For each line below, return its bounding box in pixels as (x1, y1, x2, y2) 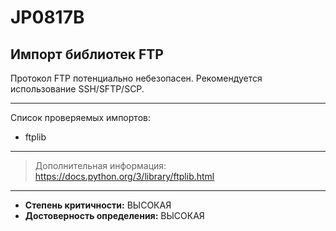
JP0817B (10, 6, 85, 29)
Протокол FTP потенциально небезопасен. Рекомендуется (10, 72, 263, 84)
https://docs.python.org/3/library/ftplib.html (34, 171, 215, 182)
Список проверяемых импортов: (10, 112, 151, 123)
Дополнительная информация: (34, 160, 167, 171)
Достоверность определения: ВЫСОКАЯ (24, 210, 205, 221)
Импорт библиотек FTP (10, 46, 164, 63)
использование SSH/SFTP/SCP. (10, 83, 145, 95)
